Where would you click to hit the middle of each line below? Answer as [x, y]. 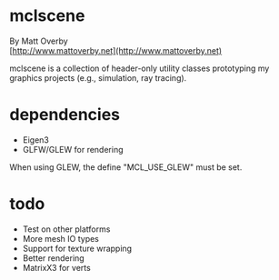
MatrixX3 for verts [56, 267]
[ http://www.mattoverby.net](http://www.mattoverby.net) [116, 50]
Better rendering [53, 258]
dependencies [65, 115]
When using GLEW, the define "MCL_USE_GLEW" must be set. [126, 167]
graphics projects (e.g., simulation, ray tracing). [98, 77]
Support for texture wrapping [77, 248]
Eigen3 [36, 140]
